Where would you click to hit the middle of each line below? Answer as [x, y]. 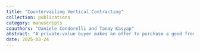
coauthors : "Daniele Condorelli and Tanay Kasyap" [70, 28]
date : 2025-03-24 [28, 39]
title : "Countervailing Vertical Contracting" [65, 12]
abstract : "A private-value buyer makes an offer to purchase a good [94, 34]
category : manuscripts [34, 23]
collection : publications [38, 17]
